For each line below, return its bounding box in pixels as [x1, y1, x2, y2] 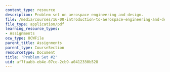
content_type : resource [5, 7, 56, 13]
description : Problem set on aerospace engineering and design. [5, 12, 144, 17]
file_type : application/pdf [5, 21, 65, 27]
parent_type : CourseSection [5, 45, 65, 50]
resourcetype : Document [5, 50, 56, 55]
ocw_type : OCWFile [5, 36, 44, 41]
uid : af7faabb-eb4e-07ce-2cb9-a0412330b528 [5, 59, 99, 64]
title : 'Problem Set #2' [5, 54, 58, 60]
